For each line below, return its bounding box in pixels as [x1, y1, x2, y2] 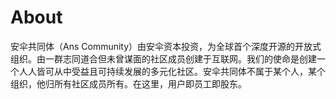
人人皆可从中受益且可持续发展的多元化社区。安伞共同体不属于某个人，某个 [18, 65, 326, 77]
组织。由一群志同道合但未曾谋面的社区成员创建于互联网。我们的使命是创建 [10, 52, 317, 65]
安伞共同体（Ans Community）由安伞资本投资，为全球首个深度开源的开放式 [10, 40, 322, 52]
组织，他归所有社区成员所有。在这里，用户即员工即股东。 [10, 77, 247, 90]
